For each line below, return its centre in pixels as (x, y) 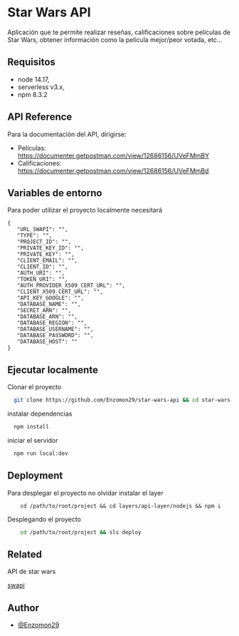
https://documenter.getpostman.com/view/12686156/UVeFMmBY (113, 155)
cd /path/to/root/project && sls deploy (81, 532)
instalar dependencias (40, 414)
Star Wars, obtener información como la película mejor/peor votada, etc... (115, 39)
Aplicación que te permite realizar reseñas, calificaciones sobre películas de (119, 32)
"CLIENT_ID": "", (43, 267)
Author (23, 608)
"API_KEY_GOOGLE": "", (50, 298)
